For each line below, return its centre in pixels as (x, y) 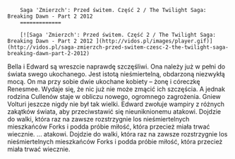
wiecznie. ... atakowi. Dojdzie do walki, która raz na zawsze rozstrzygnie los (117, 134)
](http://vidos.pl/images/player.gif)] (154, 41)
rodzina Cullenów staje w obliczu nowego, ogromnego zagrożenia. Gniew (114, 96)
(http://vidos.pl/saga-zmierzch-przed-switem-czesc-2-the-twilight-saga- (118, 47)
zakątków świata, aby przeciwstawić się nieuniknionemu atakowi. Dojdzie (114, 112)
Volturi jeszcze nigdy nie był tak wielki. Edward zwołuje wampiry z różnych (116, 104)
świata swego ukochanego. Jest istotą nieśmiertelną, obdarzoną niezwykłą (116, 74)
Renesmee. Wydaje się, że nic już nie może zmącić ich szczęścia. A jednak (116, 89)
